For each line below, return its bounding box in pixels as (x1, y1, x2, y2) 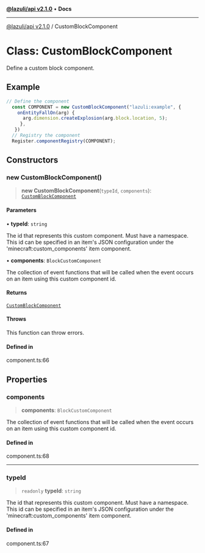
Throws (6, 315, 26, 323)
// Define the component (6, 98, 70, 104)
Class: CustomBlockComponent (6, 44, 173, 58)
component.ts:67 (6, 540, 49, 547)
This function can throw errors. (6, 329, 84, 337)
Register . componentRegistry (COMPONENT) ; (12, 137, 116, 144)
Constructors (6, 155, 59, 166)
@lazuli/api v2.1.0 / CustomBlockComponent (6, 23, 118, 30)
